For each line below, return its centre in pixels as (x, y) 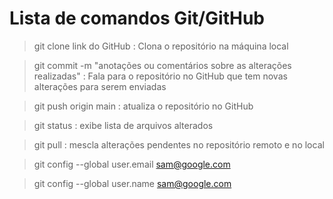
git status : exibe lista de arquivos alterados (123, 125)
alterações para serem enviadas (100, 86)
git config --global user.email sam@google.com (132, 164)
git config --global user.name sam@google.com (132, 183)
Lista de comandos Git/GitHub (137, 18)
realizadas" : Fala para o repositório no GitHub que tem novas (160, 76)
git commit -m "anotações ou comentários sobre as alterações (162, 65)
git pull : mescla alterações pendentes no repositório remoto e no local (179, 144)
